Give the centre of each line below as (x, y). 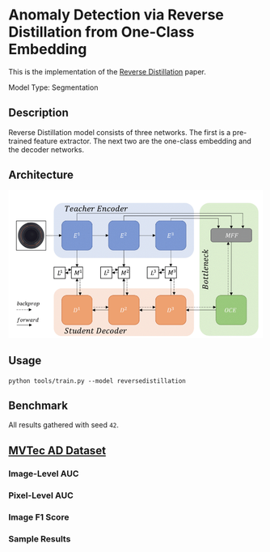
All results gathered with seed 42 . (64, 425)
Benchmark (38, 406)
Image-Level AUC (44, 473)
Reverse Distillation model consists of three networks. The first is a (120, 132)
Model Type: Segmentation (53, 87)
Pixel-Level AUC (41, 495)
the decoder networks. (46, 149)
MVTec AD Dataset (57, 450)
